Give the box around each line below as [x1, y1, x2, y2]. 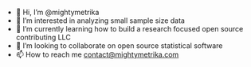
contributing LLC [15, 32, 72, 42]
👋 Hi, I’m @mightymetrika [15, 8, 100, 17]
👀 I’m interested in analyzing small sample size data [15, 16, 186, 25]
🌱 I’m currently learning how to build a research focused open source [15, 24, 244, 33]
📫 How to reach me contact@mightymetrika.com [15, 50, 179, 59]
